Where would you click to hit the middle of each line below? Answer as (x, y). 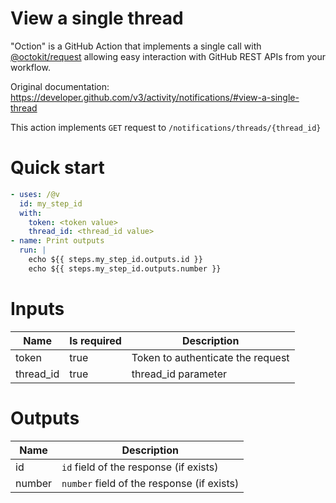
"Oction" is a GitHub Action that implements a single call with (136, 46)
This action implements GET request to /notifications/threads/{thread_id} (166, 127)
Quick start (57, 168)
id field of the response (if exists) (140, 467)
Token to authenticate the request (210, 357)
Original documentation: (60, 86)
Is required (95, 340)
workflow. (30, 67)
